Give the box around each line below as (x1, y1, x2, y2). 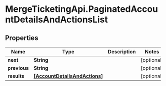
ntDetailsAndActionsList (5, 14, 108, 25)
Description (108, 48, 136, 55)
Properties (5, 34, 39, 42)
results (7, 73, 25, 80)
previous (7, 65, 29, 71)
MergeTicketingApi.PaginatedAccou (5, 3, 158, 15)
